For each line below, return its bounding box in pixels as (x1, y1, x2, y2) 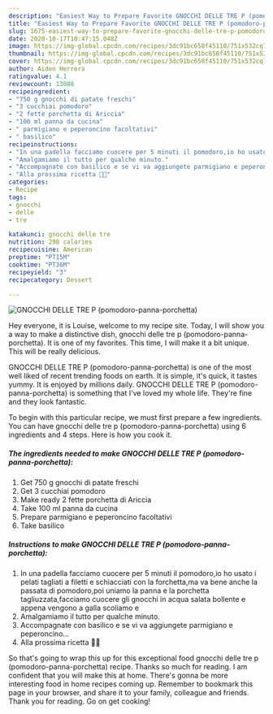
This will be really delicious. (8, 347, 102, 357)
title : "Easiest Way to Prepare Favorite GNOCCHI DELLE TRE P (8, 19, 223, 28)
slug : (8, 27, 27, 35)
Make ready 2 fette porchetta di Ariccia (19, 495, 152, 504)
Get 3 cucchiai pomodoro (19, 487, 106, 496)
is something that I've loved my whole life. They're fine (68, 388, 253, 398)
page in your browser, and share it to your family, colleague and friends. (8, 688, 249, 698)
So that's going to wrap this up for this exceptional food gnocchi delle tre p (8, 653, 259, 663)
